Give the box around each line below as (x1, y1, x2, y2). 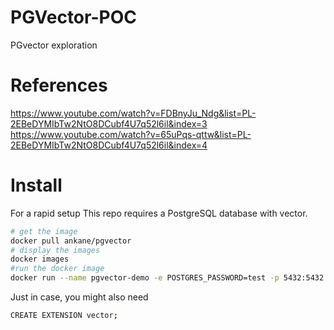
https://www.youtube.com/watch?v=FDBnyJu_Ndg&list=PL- (10, 107, 257, 119)
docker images (10, 254, 70, 265)
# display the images (10, 245, 101, 255)
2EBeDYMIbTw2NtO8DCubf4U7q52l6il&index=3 (10, 117, 208, 130)
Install (10, 174, 63, 197)
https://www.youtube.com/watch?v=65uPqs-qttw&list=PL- (10, 128, 252, 140)
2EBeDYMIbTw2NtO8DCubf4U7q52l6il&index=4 (10, 139, 208, 151)
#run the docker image (10, 264, 105, 274)
